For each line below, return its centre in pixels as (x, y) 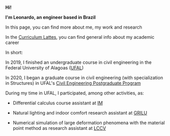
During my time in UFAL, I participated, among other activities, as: (75, 93)
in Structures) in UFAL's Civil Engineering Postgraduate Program (73, 83)
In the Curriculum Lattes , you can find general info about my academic (80, 37)
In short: (14, 52)
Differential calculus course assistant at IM (58, 103)
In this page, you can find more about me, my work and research (74, 27)
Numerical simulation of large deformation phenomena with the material (89, 123)
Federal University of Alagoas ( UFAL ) (44, 68)
